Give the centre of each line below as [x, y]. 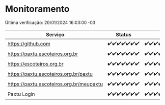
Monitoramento [37, 9]
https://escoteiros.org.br [36, 64]
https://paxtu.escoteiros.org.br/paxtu [50, 74]
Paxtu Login [21, 94]
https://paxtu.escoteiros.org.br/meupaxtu [55, 84]
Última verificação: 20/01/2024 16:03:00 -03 [50, 22]
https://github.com [29, 44]
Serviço [55, 34]
